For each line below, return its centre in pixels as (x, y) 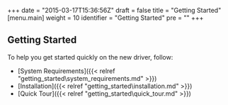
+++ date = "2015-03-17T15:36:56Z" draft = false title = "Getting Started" (114, 10)
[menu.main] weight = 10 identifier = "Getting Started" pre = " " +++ (106, 18)
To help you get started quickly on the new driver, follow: (90, 57)
